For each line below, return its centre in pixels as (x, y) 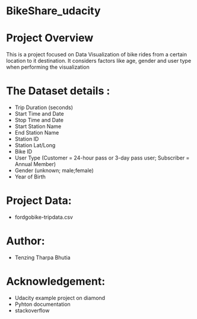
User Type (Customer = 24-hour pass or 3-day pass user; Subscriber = (102, 158)
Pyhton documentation (43, 304)
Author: (26, 241)
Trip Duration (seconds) (44, 107)
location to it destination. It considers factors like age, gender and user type (99, 61)
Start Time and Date (39, 114)
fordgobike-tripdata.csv (44, 217)
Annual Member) (35, 164)
